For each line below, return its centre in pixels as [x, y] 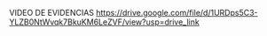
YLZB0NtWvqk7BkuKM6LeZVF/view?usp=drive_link [104, 22]
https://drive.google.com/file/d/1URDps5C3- [177, 13]
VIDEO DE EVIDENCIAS [52, 13]
